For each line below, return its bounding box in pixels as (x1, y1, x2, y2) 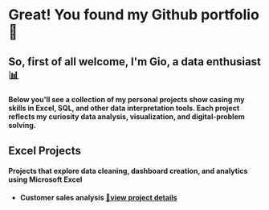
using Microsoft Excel (8, 175, 83, 184)
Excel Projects (8, 143, 82, 158)
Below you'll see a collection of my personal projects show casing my (8, 95, 245, 105)
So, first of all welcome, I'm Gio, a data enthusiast (8, 55, 261, 68)
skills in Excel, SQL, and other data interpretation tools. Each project (8, 103, 240, 113)
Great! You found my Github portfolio (8, 6, 259, 24)
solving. (8, 121, 36, 130)
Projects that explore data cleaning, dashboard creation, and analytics (8, 167, 248, 176)
